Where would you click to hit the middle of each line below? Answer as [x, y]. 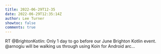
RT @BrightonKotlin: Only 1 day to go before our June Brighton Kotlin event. [81, 41]
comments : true [20, 27]
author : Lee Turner [25, 18]
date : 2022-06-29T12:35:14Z [34, 14]
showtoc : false [20, 23]
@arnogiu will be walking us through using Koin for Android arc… [70, 46]
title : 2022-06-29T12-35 [30, 9]
